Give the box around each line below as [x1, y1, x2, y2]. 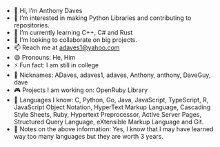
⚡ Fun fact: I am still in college [13, 61, 99, 69]
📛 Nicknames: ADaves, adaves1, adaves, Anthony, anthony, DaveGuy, [13, 71, 211, 79]
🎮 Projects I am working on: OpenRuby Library [13, 86, 148, 94]
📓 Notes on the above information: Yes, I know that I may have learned [13, 125, 214, 133]
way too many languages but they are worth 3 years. [13, 133, 164, 140]
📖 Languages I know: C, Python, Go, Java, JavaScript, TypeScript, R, [13, 96, 209, 104]
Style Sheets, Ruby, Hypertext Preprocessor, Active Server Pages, [13, 111, 202, 118]
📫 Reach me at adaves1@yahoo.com [13, 43, 120, 52]
